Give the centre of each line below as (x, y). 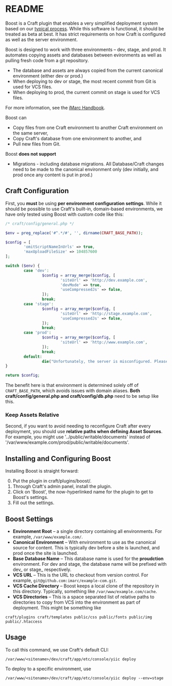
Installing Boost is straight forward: (42, 471)
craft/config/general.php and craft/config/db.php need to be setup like (82, 396)
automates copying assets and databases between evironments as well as (84, 55)
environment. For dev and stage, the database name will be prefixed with (90, 564)
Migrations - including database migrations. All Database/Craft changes (88, 164)
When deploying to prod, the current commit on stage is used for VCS (86, 92)
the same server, (30, 133)
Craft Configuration (37, 191)
